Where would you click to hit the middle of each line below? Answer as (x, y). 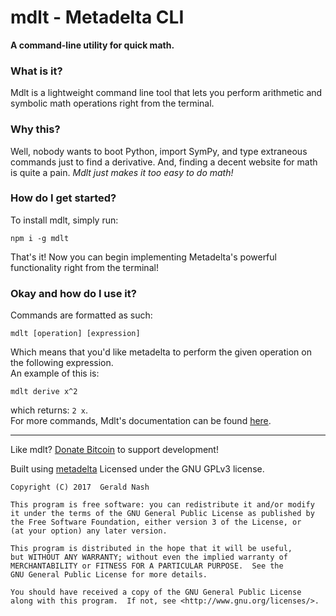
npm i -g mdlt (40, 238)
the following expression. (62, 363)
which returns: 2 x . (49, 410)
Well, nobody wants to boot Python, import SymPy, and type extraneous (159, 151)
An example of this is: (55, 373)
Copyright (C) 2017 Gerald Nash (80, 487)
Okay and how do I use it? (73, 293)
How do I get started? (63, 198)
